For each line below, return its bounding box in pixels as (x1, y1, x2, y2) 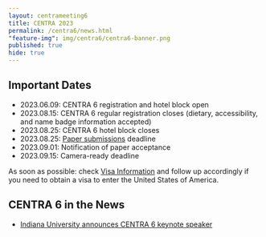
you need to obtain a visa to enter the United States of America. (8, 175, 219, 184)
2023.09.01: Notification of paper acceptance (19, 142, 171, 152)
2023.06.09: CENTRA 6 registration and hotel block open (19, 99, 209, 109)
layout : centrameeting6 (8, 11, 88, 20)
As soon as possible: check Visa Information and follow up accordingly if (8, 166, 249, 176)
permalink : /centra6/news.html (8, 26, 113, 34)
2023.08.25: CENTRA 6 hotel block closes (19, 125, 160, 135)
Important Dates (8, 78, 92, 92)
